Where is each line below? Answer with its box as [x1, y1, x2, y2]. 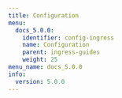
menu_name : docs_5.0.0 [8, 63, 83, 71]
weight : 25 [22, 56, 58, 64]
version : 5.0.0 [15, 77, 65, 85]
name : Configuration [22, 41, 90, 49]
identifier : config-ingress [22, 33, 114, 42]
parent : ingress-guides [22, 48, 101, 56]
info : [8, 70, 26, 78]
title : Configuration [8, 11, 79, 20]
